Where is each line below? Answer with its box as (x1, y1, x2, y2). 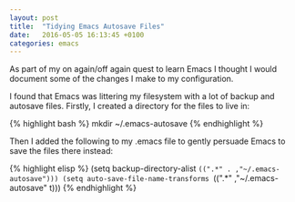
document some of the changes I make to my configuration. (9, 74, 234, 85)
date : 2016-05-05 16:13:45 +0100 (9, 30, 145, 39)
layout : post (9, 13, 59, 23)
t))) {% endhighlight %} (49, 183, 137, 194)
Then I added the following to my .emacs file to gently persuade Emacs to (9, 136, 286, 146)
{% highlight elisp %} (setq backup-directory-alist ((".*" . (9, 163, 232, 174)
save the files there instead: (9, 146, 114, 157)
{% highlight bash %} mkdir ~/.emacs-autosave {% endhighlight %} (9, 118, 264, 129)
